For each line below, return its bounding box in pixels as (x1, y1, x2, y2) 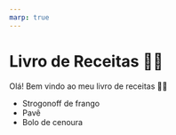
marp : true (9, 12, 50, 22)
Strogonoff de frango (21, 98, 100, 108)
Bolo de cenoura (21, 116, 83, 127)
